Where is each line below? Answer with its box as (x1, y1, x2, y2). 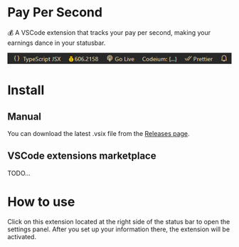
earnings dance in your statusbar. (7, 38, 106, 47)
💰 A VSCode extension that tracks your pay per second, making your (7, 28, 211, 36)
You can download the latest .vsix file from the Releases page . (7, 130, 190, 138)
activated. (7, 232, 37, 241)
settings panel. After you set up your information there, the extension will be (7, 225, 230, 233)
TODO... (7, 169, 31, 177)
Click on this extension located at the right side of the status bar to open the (7, 217, 230, 226)
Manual (7, 110, 41, 122)
